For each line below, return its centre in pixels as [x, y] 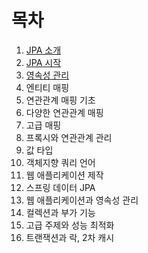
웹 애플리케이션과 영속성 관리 [82, 200]
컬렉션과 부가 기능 [60, 212]
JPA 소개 [43, 50]
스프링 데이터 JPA [60, 187]
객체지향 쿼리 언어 [60, 162]
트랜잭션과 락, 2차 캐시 [70, 237]
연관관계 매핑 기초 [60, 100]
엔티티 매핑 [47, 87]
